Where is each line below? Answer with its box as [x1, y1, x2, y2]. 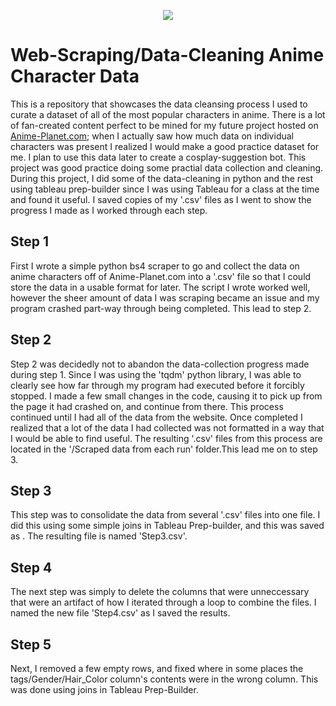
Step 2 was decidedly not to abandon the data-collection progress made [10, 358, 310, 370]
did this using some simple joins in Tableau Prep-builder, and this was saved [10, 520, 325, 532]
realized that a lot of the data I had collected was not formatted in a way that [10, 421, 325, 434]
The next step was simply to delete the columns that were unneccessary [10, 586, 310, 598]
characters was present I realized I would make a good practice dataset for [10, 140, 320, 152]
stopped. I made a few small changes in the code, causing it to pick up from [10, 390, 323, 402]
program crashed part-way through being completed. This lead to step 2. [10, 302, 312, 314]
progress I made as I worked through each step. [10, 204, 208, 216]
